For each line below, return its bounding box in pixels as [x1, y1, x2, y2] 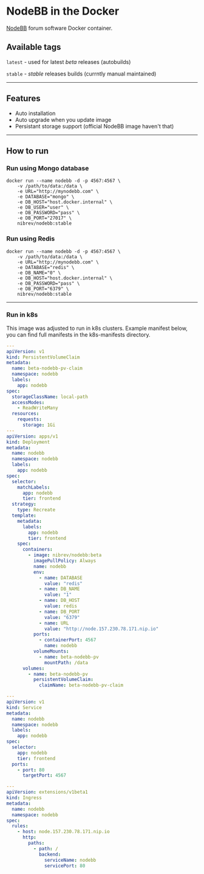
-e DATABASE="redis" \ [17, 264, 75, 270]
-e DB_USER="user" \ [17, 205, 69, 211]
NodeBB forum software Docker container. [6, 24, 113, 32]
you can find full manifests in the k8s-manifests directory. [6, 330, 151, 338]
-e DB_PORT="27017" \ [17, 215, 72, 222]
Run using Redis [6, 234, 55, 243]
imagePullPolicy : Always [33, 558, 97, 564]
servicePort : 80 [44, 862, 86, 869]
